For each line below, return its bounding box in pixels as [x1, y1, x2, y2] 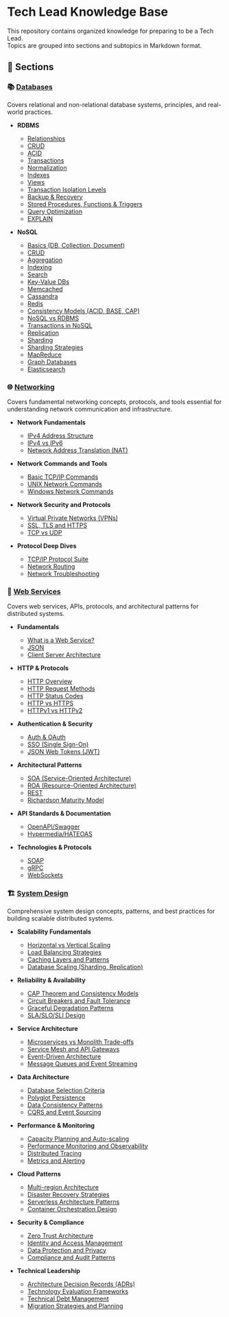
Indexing [27, 263, 52, 271]
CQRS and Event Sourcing [27, 1108, 101, 1116]
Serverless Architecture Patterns [27, 1198, 120, 1206]
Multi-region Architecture [27, 1183, 99, 1191]
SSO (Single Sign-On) [27, 740, 89, 748]
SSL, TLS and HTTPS [27, 521, 88, 529]
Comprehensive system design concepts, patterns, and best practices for [7, 907, 215, 915]
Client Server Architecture [27, 651, 101, 659]
